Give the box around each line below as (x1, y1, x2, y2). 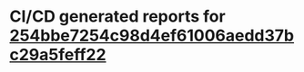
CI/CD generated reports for (9, 6, 226, 27)
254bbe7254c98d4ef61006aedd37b (9, 25, 294, 46)
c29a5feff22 (9, 45, 106, 65)
